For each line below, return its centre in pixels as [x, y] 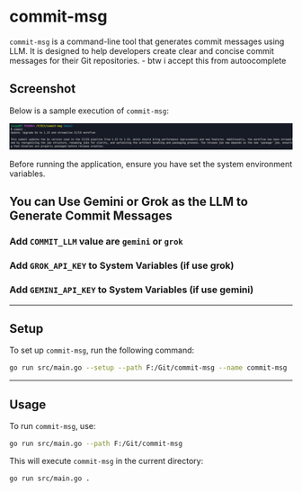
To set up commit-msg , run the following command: [102, 350]
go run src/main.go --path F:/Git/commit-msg [96, 444]
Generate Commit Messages [91, 216]
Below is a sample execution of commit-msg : [89, 111]
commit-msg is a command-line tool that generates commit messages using [147, 41]
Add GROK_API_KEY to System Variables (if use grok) [122, 265]
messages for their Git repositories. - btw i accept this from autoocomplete [148, 60]
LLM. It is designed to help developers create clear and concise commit [142, 50]
